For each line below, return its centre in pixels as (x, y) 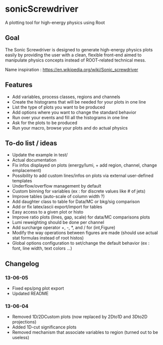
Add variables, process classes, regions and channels (66, 97)
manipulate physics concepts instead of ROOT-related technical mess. (76, 60)
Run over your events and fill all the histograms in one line (70, 117)
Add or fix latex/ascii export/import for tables (57, 207)
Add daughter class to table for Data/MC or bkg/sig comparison (76, 202)
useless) (21, 338)
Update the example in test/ (40, 155)
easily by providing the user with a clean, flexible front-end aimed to (73, 55)
